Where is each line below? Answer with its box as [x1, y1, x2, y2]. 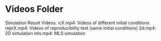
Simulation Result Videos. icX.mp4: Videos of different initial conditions [5, 20, 150, 26]
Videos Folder [5, 3, 64, 15]
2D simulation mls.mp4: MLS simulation [5, 30, 85, 36]
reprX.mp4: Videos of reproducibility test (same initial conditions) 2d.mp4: [5, 25, 157, 31]
